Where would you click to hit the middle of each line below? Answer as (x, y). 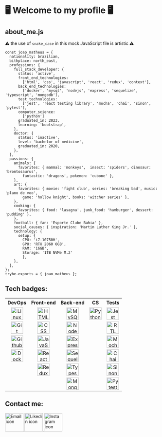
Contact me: (24, 404)
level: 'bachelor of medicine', (51, 142)
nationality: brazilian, (35, 57)
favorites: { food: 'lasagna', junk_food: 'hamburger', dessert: (85, 210)
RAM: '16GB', (36, 248)
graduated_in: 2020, (39, 146)
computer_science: (36, 112)
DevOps (17, 303)
